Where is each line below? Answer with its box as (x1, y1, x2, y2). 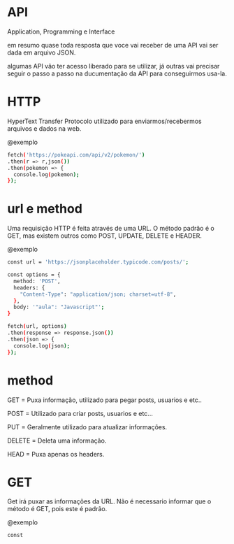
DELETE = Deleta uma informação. (7, 436, 107, 445)
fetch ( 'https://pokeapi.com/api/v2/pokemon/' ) (7, 151, 145, 158)
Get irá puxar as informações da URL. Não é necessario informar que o (7, 497, 212, 506)
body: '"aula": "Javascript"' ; (13, 303, 105, 311)
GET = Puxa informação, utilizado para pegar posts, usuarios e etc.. (7, 396, 203, 404)
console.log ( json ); (13, 342, 71, 350)
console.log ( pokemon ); (13, 171, 80, 178)
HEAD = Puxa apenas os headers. (7, 450, 105, 458)
